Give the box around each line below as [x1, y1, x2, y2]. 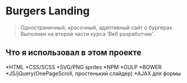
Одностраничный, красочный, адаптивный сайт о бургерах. [20, 24, 174, 31]
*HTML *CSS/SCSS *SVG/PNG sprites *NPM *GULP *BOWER [5, 63, 162, 70]
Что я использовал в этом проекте [5, 48, 142, 58]
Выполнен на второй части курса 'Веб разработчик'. [20, 30, 155, 37]
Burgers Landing [5, 4, 90, 18]
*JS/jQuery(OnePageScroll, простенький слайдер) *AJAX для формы [5, 70, 182, 77]
